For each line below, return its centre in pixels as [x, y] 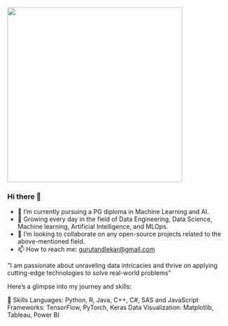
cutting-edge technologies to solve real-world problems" [89, 273]
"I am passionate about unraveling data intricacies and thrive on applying [113, 266]
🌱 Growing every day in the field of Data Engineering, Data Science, [115, 219]
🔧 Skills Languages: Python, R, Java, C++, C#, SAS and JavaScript [103, 300]
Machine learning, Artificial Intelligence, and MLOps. [93, 227]
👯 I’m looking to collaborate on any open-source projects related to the [119, 234]
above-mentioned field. [51, 241]
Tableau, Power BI [33, 315]
